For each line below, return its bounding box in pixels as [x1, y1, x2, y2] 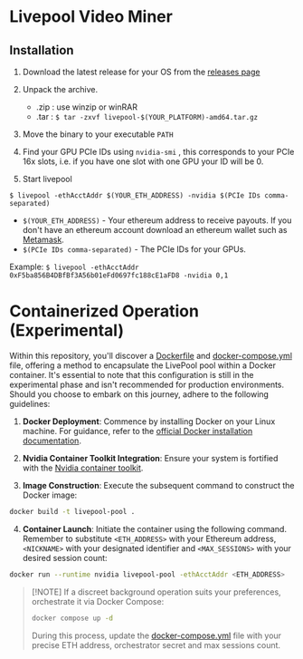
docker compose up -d [31, 614, 113, 623]
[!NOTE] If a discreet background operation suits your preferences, [31, 586, 282, 597]
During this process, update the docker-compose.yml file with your [31, 630, 282, 641]
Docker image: [22, 489, 78, 500]
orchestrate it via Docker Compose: [31, 596, 165, 606]
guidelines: [9, 398, 51, 409]
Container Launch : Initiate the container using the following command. [22, 523, 288, 534]
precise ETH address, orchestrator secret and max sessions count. [31, 639, 281, 650]
